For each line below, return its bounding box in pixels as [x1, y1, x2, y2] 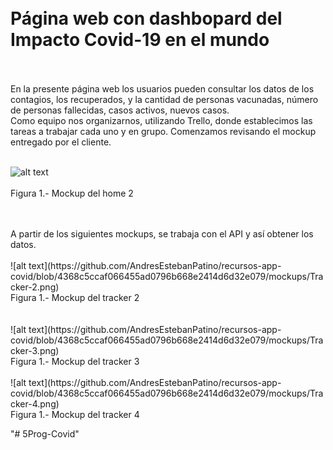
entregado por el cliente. [10, 136, 112, 148]
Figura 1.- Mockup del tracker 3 [10, 355, 140, 367]
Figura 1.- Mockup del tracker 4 [10, 408, 140, 420]
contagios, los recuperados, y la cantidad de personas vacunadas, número [10, 93, 319, 105]
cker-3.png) [10, 344, 60, 356]
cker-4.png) [10, 397, 60, 410]
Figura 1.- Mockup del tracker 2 [10, 291, 140, 303]
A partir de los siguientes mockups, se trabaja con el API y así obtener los [10, 227, 314, 240]
